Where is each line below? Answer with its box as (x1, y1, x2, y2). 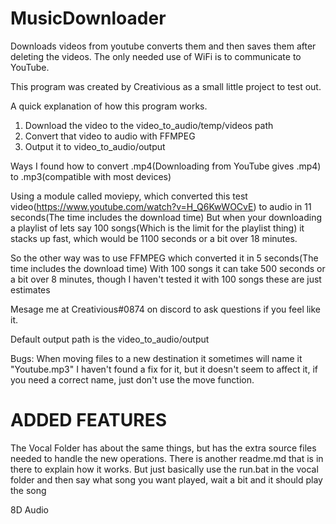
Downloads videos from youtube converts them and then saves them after (10, 40, 317, 52)
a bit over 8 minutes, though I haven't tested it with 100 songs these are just (10, 273, 322, 285)
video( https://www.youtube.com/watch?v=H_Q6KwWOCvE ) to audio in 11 (10, 200, 312, 212)
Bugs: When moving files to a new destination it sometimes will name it (10, 352, 303, 364)
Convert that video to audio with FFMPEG (24, 130, 196, 142)
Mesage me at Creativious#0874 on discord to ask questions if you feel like (10, 303, 322, 315)
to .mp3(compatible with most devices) (10, 170, 172, 182)
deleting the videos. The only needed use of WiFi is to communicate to (10, 50, 302, 62)
